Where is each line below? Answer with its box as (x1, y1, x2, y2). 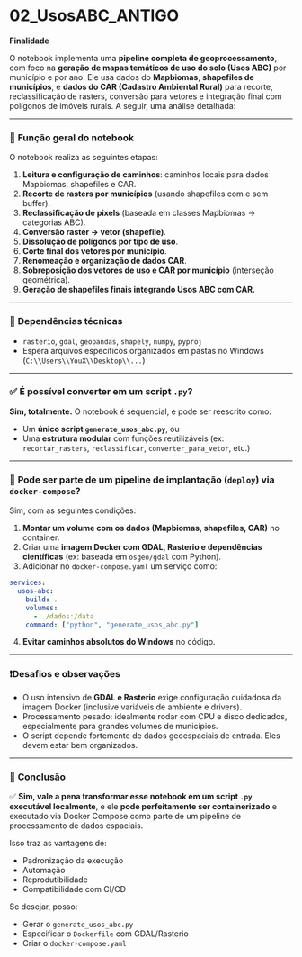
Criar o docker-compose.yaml (22, 937, 128, 948)
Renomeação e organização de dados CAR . (22, 256, 187, 266)
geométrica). (22, 275, 70, 285)
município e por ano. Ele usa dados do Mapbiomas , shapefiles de (9, 71, 254, 82)
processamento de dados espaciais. (9, 820, 144, 831)
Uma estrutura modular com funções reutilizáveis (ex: (22, 433, 225, 444)
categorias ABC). (22, 217, 86, 228)
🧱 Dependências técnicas (9, 315, 123, 328)
